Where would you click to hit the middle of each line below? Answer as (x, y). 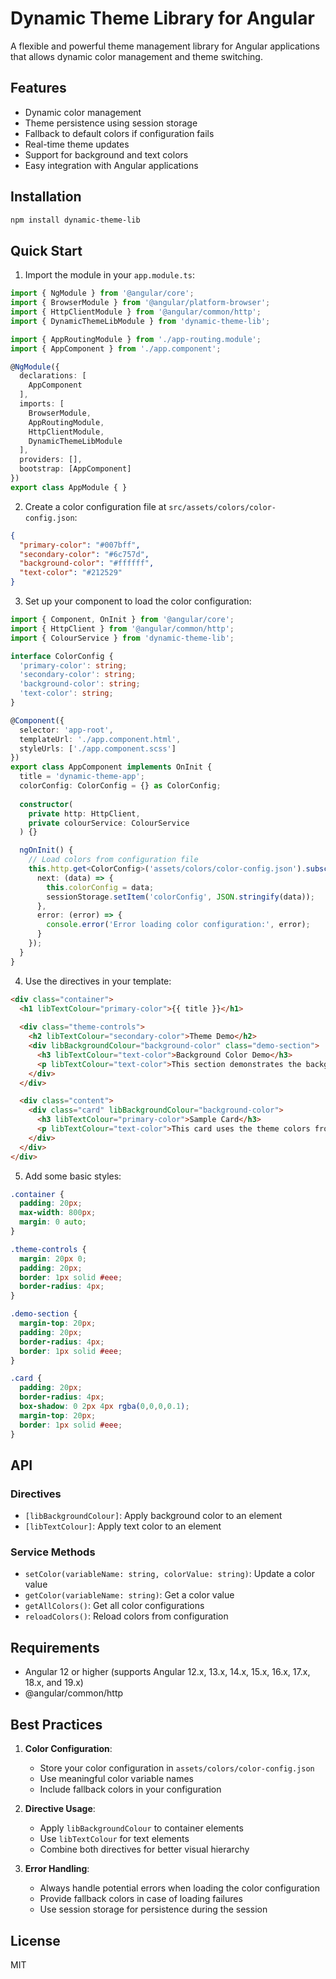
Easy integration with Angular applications (111, 165)
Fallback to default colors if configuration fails (119, 133)
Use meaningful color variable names (116, 1779)
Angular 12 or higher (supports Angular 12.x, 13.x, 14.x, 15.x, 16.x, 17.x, (167, 1672)
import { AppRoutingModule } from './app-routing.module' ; (136, 339)
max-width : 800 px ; (58, 1213)
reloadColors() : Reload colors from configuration (126, 1616)
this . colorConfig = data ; (100, 887)
